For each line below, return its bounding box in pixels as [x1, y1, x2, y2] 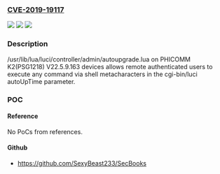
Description [7, 39, 48, 49]
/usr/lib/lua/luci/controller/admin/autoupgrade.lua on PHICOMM [7, 55, 191, 64]
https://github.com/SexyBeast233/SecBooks [17, 159, 147, 167]
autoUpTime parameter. [7, 77, 76, 85]
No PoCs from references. [7, 127, 83, 136]
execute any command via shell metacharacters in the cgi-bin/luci [7, 70, 198, 78]
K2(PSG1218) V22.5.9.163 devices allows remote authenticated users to [7, 62, 213, 71]
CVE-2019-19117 [7, 5, 64, 15]
